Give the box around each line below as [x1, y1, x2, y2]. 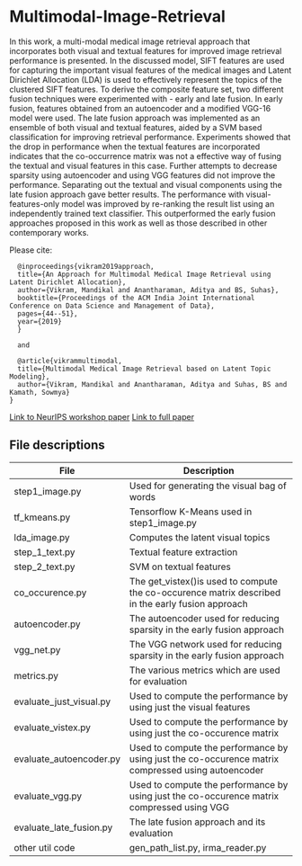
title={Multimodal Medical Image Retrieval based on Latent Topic [17, 364, 271, 373]
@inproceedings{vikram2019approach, [17, 262, 155, 271]
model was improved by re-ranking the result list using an [61, 198, 275, 209]
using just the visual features [129, 701, 251, 713]
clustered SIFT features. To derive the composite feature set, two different [9, 84, 285, 94]
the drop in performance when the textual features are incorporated [9, 141, 261, 152]
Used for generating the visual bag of [129, 479, 288, 492]
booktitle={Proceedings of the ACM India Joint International [17, 293, 255, 302]
